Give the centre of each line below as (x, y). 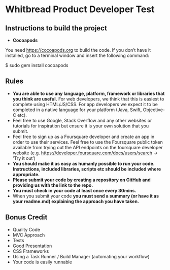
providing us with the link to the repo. (53, 185)
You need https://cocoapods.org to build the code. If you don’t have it (78, 50)
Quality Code (26, 229)
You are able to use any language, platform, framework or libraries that (89, 93)
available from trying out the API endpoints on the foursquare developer (88, 147)
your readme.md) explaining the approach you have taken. (76, 201)
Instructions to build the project (56, 28)
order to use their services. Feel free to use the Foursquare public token (88, 142)
